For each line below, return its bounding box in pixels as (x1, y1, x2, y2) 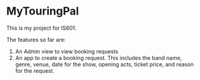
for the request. (15, 67, 55, 74)
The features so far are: (6, 36, 66, 43)
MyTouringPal (6, 4, 80, 18)
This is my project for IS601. (6, 24, 77, 32)
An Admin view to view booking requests (15, 47, 119, 55)
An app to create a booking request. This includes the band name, (15, 54, 182, 61)
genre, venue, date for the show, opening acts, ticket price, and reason (15, 61, 194, 68)
